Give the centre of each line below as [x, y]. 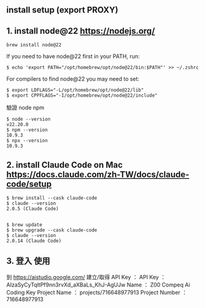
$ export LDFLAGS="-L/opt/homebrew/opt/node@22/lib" [75, 90]
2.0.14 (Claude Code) [34, 241]
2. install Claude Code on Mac [64, 165]
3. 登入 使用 [28, 261]
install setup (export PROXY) [62, 10]
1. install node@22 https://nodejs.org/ [81, 31]
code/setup [29, 184]
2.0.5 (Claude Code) [33, 209]
